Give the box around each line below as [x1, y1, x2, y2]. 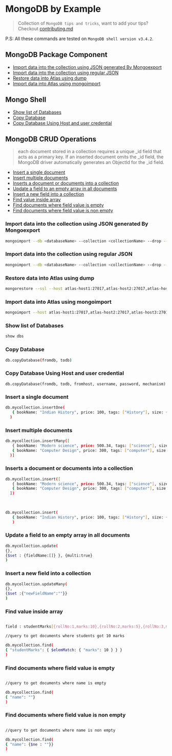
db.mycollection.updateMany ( [5, 581, 68, 586]
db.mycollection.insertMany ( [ [5, 438, 70, 444]
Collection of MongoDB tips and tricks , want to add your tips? [17, 20, 148, 26]
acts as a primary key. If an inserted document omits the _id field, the [17, 154, 164, 160]
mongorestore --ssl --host [5, 286, 63, 291]
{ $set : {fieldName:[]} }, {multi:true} [5, 553, 93, 558]
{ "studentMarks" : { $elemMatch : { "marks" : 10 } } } [5, 647, 123, 653]
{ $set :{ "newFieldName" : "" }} [5, 591, 68, 596]
